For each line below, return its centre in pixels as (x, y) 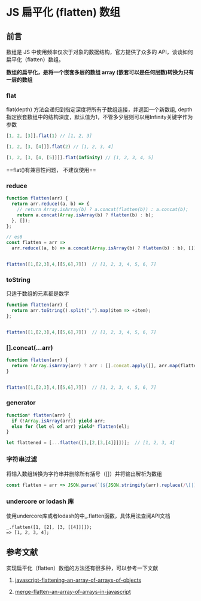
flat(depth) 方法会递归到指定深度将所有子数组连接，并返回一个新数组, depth (99, 109)
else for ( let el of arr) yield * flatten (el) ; (71, 426)
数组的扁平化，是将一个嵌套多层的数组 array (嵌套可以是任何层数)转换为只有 (100, 72)
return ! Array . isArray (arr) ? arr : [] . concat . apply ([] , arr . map (95, 365)
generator (21, 403)
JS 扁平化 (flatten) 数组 (63, 12)
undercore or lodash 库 (40, 501)
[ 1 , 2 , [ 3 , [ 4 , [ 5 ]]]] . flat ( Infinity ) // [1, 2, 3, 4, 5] (80, 158)
